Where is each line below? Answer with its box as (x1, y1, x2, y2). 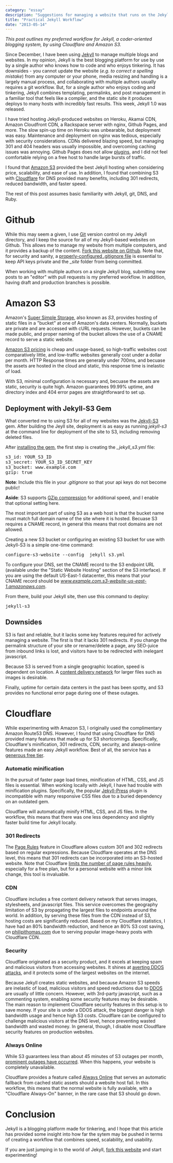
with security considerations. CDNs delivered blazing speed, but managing (5, 138, 164, 144)
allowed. (5, 526, 23, 533)
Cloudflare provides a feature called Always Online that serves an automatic (5, 1074, 166, 1081)
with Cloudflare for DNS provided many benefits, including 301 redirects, (5, 175, 160, 182)
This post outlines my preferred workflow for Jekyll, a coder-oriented (5, 36, 152, 42)
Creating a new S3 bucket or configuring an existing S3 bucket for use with (5, 536, 165, 542)
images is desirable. (5, 674, 48, 680)
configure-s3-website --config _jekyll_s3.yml (5, 552, 125, 557)
